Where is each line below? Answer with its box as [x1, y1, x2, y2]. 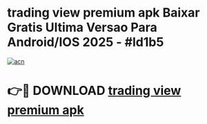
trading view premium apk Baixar [7, 5, 200, 21]
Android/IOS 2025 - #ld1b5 [7, 35, 164, 50]
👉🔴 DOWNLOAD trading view [7, 83, 181, 98]
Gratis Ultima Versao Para [7, 19, 157, 35]
